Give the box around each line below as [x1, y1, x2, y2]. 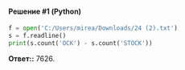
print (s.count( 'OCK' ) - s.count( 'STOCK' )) [8, 39, 153, 47]
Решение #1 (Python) [8, 6, 82, 16]
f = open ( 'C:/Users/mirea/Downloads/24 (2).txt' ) [8, 24, 179, 32]
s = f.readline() [8, 32, 67, 40]
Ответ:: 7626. [8, 53, 55, 64]
